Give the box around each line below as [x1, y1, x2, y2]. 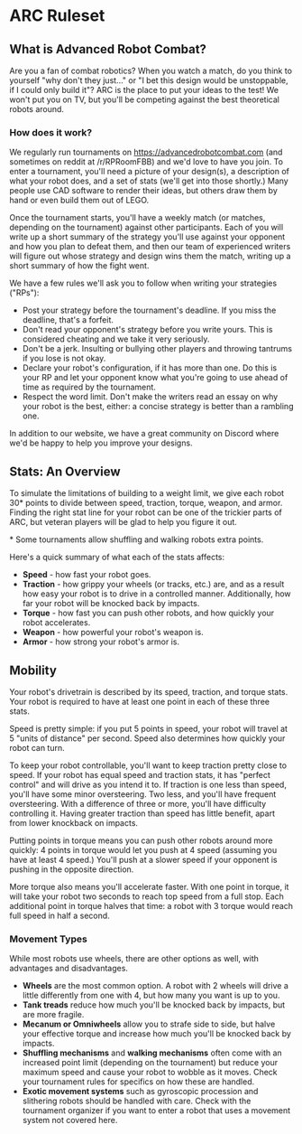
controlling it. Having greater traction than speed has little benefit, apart [9, 808, 275, 819]
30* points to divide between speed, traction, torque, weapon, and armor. [9, 498, 283, 509]
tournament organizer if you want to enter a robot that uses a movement [22, 1105, 291, 1116]
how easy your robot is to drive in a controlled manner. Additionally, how [22, 588, 291, 599]
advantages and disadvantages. [9, 963, 129, 974]
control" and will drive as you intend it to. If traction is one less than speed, [9, 779, 287, 790]
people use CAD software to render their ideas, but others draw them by [9, 185, 278, 196]
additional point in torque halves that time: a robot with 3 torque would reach [9, 900, 294, 911]
